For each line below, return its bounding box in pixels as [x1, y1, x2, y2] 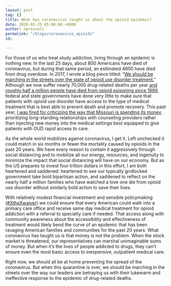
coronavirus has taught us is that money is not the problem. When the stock [5, 232, 165, 238]
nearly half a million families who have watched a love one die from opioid [5, 179, 161, 185]
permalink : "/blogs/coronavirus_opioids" [5, 31, 95, 36]
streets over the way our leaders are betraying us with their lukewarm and [5, 270, 161, 276]
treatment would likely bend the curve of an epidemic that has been [5, 221, 148, 228]
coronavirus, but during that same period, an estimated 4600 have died [5, 65, 156, 72]
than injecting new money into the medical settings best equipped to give [5, 120, 159, 126]
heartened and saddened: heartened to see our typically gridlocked [5, 168, 148, 174]
